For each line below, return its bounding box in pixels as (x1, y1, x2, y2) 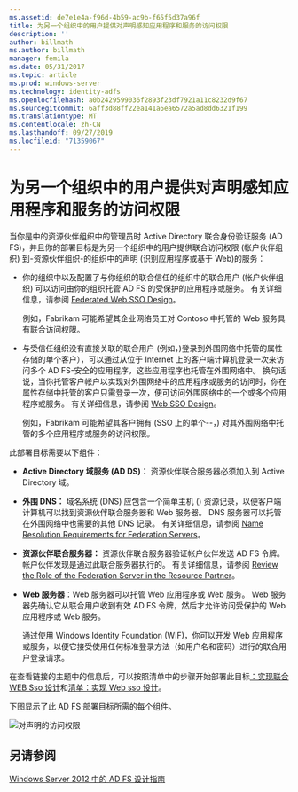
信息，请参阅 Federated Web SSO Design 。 (21, 294, 181, 304)
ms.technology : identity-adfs (9, 87, 122, 96)
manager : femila (9, 54, 69, 63)
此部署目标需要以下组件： (9, 447, 103, 458)
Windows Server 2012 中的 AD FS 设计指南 (9, 773, 166, 784)
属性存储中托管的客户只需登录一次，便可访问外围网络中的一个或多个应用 (21, 387, 286, 397)
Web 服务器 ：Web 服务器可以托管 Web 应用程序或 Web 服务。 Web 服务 (21, 589, 286, 600)
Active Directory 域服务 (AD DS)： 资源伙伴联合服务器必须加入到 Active (21, 466, 286, 476)
